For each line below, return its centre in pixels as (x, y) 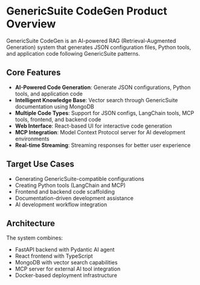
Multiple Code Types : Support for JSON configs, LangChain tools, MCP (105, 113)
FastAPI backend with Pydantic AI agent (65, 250)
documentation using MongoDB (55, 106)
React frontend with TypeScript (54, 256)
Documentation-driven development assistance (74, 198)
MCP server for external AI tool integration (68, 269)
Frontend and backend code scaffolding (65, 191)
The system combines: (35, 238)
